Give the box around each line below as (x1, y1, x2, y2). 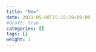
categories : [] (6, 25, 45, 32)
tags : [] (6, 31, 28, 37)
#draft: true (6, 20, 39, 26)
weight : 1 (6, 36, 31, 42)
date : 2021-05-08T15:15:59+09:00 (6, 14, 91, 20)
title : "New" (6, 8, 39, 15)
